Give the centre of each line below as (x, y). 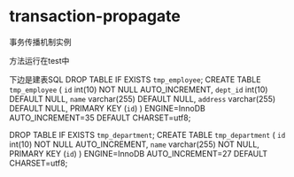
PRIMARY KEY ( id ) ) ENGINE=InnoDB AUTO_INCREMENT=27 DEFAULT (139, 153)
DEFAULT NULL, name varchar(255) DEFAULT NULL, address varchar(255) (143, 98)
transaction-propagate (95, 16)
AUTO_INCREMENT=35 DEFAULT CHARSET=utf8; (100, 118)
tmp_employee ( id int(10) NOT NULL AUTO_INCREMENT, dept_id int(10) (139, 89)
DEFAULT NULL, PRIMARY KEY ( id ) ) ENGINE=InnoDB (107, 108)
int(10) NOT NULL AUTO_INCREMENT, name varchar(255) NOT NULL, (134, 144)
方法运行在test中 (39, 60)
